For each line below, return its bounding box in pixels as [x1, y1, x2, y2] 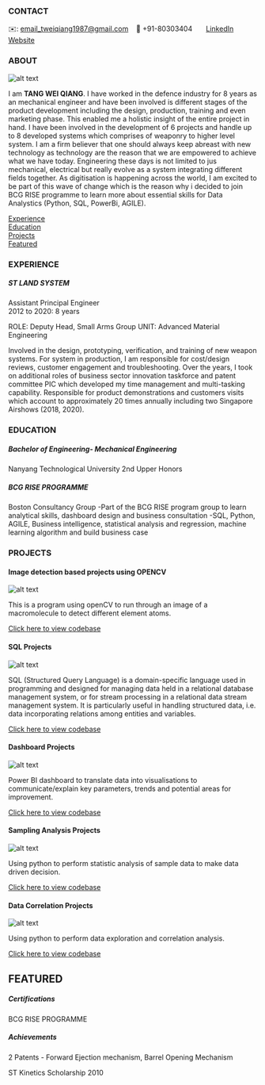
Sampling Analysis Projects [8, 826, 101, 835]
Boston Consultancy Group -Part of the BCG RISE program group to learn [8, 502, 247, 512]
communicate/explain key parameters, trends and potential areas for [8, 784, 232, 793]
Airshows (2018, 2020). [8, 404, 85, 414]
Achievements [8, 1033, 57, 1042]
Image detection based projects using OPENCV [8, 567, 167, 577]
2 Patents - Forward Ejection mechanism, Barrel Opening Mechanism [8, 1052, 233, 1062]
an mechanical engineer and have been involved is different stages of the [8, 97, 248, 106]
